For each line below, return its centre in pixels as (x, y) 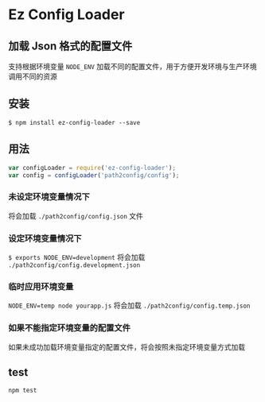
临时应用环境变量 (41, 286)
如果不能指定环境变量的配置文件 (70, 328)
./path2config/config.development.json (74, 265)
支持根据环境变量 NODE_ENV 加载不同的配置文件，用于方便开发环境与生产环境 (132, 66)
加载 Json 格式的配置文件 (70, 46)
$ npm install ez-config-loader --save (74, 122)
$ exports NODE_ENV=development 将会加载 (77, 257)
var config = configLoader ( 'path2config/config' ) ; (94, 175)
